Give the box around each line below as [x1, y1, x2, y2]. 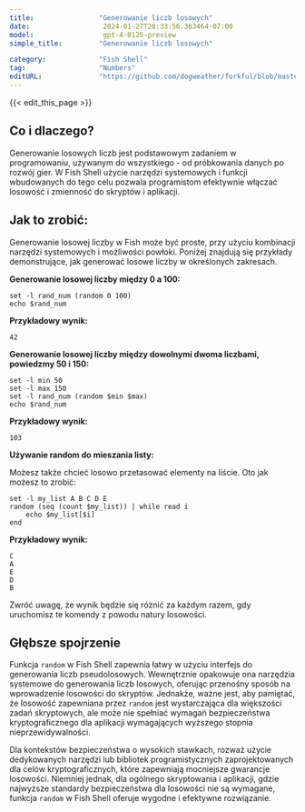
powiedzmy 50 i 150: [9, 358, 89, 369]
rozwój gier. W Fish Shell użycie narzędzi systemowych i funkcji [9, 166, 248, 177]
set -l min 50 [9, 376, 64, 385]
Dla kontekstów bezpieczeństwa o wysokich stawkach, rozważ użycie [9, 745, 272, 756]
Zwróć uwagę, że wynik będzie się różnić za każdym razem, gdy [9, 599, 251, 610]
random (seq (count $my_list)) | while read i [9, 502, 189, 511]
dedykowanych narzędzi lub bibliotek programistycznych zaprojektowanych [9, 754, 294, 765]
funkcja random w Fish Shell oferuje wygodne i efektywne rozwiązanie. [9, 793, 272, 804]
